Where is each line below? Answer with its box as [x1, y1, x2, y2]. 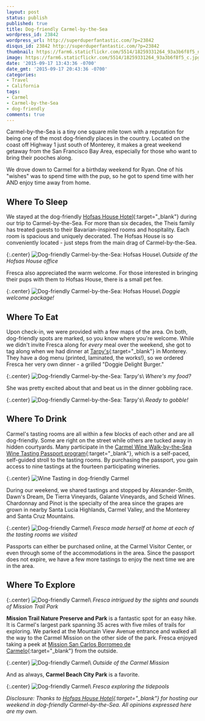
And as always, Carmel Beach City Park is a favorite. [6, 671, 140, 678]
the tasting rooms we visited [6, 531, 77, 538]
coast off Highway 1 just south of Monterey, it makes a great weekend [6, 141, 182, 149]
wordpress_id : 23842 [6, 32, 59, 38]
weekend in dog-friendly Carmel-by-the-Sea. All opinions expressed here [6, 701, 192, 708]
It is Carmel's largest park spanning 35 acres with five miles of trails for [6, 621, 185, 628]
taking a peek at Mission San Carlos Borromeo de [6, 640, 131, 648]
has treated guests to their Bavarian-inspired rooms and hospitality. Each [6, 226, 190, 233]
